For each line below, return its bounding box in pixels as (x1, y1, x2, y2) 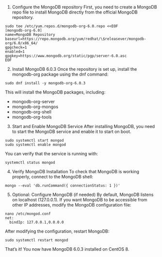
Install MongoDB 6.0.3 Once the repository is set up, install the (12, 66, 137, 72)
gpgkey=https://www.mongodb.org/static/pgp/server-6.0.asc (5, 53, 127, 58)
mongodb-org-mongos (12, 104, 59, 110)
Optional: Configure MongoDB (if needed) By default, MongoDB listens (12, 192, 154, 197)
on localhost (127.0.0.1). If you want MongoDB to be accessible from (12, 197, 147, 203)
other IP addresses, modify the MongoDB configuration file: (12, 202, 131, 208)
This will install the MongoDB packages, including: (5, 89, 106, 95)
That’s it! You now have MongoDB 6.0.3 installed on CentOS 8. (5, 246, 130, 252)
